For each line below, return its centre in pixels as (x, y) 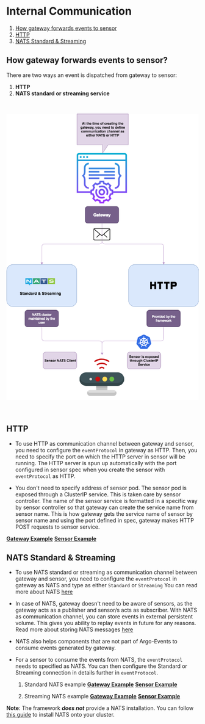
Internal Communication (69, 11)
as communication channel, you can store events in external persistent (104, 617)
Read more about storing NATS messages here (74, 629)
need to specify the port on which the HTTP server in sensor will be (100, 457)
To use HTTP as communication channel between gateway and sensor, (104, 443)
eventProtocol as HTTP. (45, 476)
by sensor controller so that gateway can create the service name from (104, 507)
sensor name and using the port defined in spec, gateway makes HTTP (104, 520)
